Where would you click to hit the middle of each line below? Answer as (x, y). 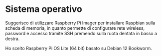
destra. (12, 39)
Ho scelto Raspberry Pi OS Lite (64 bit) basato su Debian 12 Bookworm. (79, 48)
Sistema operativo (44, 9)
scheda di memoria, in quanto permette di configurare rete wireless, (75, 28)
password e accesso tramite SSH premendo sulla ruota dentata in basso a (81, 33)
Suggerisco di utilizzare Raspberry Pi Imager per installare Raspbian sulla (80, 23)
